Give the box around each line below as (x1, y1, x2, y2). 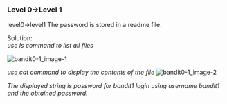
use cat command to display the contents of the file (7, 68, 155, 77)
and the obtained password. (7, 89, 88, 98)
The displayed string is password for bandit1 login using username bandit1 (7, 82, 220, 90)
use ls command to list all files (7, 42, 93, 50)
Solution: (7, 34, 33, 42)
